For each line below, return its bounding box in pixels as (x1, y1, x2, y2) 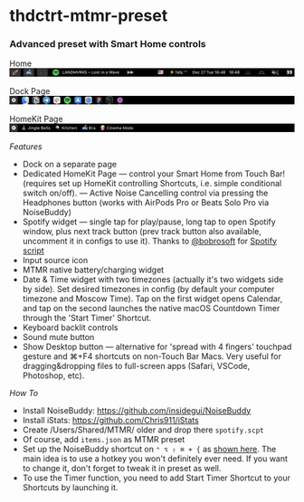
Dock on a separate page (22, 158, 118, 169)
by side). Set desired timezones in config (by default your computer (22, 283, 275, 294)
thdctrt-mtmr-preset (9, 5, 168, 26)
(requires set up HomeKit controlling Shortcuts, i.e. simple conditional (22, 177, 282, 188)
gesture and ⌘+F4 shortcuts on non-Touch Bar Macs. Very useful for (22, 350, 282, 362)
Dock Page (9, 86, 51, 97)
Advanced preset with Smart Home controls (9, 38, 206, 51)
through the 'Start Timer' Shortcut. (22, 312, 152, 323)
